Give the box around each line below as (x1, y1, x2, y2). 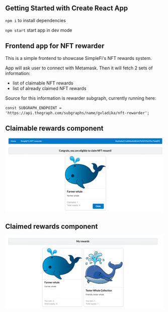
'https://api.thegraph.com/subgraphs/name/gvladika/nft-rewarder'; (5, 110, 150, 115)
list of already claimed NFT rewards (12, 85, 87, 91)
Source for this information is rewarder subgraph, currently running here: (5, 95, 156, 101)
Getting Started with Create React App (5, 4, 128, 13)
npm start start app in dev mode (5, 27, 72, 33)
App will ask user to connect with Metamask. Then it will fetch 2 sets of (5, 65, 153, 71)
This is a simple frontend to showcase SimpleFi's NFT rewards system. (5, 55, 152, 61)
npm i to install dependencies (5, 17, 66, 23)
